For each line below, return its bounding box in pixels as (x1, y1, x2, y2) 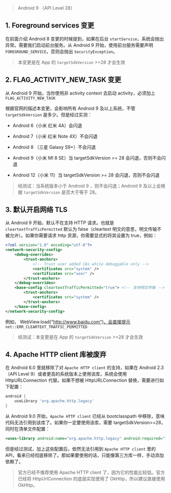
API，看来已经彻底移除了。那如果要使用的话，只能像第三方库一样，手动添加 (5, 452, 164, 458)
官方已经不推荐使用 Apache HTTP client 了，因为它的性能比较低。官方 (17, 469, 165, 475)
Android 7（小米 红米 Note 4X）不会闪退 (12, 133, 98, 139)
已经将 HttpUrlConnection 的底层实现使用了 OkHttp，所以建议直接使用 (17, 475, 165, 482)
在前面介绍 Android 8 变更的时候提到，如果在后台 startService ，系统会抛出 (5, 36, 164, 42)
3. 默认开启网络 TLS (5, 205, 68, 214)
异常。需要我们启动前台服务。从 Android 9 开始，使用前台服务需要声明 (5, 42, 154, 48)
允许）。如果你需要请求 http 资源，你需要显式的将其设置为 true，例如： (9, 232, 158, 238)
